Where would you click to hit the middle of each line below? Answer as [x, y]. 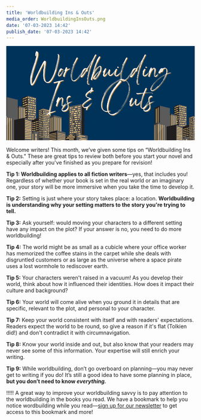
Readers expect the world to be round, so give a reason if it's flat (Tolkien [97, 327]
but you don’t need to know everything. [56, 381]
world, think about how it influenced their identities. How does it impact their [100, 284]
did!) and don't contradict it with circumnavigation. [68, 333]
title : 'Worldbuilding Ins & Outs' [51, 13]
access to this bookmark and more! [50, 412]
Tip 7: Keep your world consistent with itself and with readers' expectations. [100, 320]
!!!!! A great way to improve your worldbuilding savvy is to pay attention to [97, 393]
